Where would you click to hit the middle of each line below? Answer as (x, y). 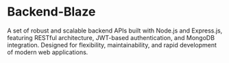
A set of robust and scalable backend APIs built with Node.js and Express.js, (115, 30)
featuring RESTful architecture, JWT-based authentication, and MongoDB (111, 37)
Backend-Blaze (51, 12)
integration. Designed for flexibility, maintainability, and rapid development (112, 45)
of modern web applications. (48, 52)
